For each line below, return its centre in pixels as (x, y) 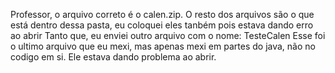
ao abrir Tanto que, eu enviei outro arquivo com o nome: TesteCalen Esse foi (168, 35)
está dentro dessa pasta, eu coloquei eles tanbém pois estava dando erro (162, 25)
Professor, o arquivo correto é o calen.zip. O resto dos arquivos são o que (162, 14)
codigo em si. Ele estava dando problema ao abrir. (113, 57)
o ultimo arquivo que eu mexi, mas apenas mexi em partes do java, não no (163, 46)
